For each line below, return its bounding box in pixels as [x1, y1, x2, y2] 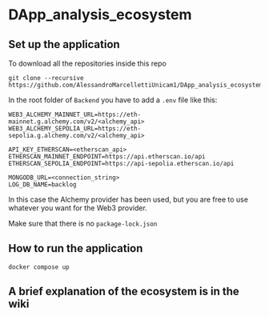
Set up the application [8, 38, 120, 51]
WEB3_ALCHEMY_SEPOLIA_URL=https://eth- [8, 125, 142, 133]
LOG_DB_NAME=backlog [8, 181, 78, 189]
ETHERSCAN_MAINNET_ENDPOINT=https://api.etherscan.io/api [8, 153, 206, 161]
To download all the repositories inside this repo [8, 58, 167, 68]
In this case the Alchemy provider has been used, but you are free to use [8, 194, 248, 204]
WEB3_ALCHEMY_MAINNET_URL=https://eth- [8, 110, 142, 118]
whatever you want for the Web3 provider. [8, 203, 148, 213]
